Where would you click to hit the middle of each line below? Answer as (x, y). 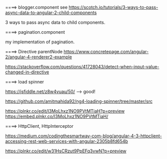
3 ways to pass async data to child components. (55, 22)
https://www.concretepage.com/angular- (106, 52)
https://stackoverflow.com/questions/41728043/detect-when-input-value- (82, 67)
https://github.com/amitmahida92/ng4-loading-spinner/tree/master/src (79, 101)
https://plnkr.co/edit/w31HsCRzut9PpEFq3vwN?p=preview (66, 151)
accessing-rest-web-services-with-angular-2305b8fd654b (67, 141)
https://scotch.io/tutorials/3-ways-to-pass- (113, 7)
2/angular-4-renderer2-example (38, 57)
